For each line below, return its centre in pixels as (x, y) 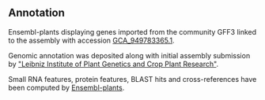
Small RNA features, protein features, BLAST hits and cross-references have (132, 79)
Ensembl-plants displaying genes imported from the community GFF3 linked (132, 31)
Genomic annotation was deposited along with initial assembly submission (129, 55)
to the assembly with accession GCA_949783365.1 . (91, 40)
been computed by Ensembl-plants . (66, 87)
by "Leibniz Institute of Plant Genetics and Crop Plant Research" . (114, 64)
